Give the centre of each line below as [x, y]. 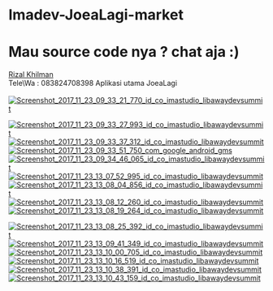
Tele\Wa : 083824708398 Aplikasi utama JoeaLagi [93, 83]
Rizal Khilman [31, 75]
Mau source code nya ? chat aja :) [124, 52]
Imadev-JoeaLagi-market [96, 15]
